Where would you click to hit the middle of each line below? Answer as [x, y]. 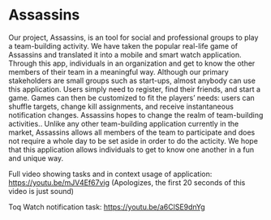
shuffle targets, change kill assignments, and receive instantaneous [121, 106]
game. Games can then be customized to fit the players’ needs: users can [132, 97]
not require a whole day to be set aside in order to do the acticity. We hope [133, 140]
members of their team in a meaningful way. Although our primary [118, 71]
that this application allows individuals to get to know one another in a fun [131, 149]
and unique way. [36, 158]
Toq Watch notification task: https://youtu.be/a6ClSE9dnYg [107, 207]
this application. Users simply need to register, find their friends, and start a [135, 89]
